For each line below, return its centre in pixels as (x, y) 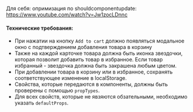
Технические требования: (40, 28)
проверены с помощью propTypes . (57, 90)
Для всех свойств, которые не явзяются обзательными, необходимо (101, 97)
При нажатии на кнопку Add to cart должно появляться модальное (99, 41)
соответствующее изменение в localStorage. (70, 78)
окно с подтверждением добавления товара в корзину (83, 47)
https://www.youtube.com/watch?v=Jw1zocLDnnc (67, 15)
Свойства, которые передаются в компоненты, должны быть (91, 85)
